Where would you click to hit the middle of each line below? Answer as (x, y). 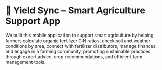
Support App (33, 21)
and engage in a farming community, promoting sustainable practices (78, 51)
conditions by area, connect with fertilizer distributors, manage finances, (81, 46)
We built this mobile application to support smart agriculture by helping (79, 35)
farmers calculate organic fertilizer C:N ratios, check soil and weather (78, 41)
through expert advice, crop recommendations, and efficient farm (74, 57)
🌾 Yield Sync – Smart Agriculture (75, 10)
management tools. (25, 62)
